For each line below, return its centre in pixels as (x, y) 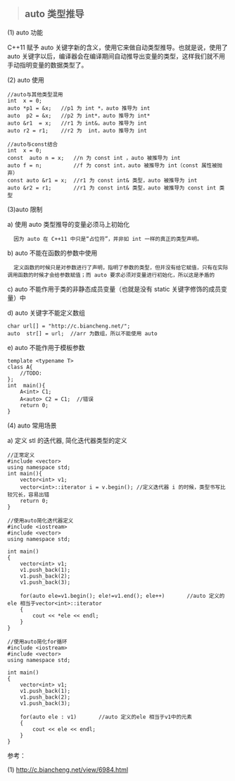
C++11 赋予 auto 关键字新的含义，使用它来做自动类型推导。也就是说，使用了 (118, 47)
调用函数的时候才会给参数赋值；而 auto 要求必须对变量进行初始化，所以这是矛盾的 (111, 275)
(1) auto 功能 (25, 32)
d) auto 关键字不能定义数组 (46, 313)
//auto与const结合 (33, 144)
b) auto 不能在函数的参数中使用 (52, 253)
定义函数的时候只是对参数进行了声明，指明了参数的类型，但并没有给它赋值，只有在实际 (121, 268)
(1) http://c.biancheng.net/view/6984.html (68, 769)
